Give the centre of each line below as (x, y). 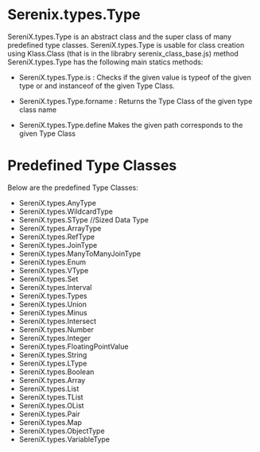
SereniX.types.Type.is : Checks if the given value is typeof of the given (135, 77)
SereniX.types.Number (56, 329)
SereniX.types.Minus (53, 312)
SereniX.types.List (49, 388)
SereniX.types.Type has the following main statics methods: (105, 62)
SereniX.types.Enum (52, 262)
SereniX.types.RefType (57, 237)
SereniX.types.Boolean (56, 372)
